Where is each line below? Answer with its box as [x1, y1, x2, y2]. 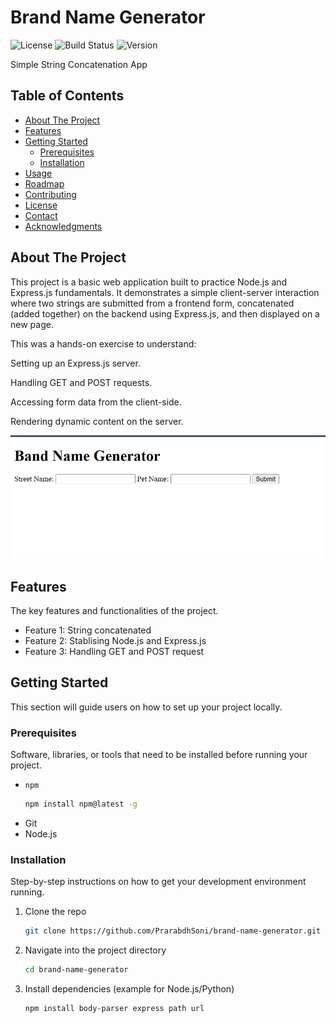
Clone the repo [24, 906, 87, 918]
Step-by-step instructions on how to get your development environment [10, 876, 307, 888]
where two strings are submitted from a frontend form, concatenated [10, 297, 295, 309]
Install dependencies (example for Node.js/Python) [24, 983, 235, 995]
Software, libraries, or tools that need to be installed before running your [10, 749, 308, 761]
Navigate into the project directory [24, 944, 167, 956]
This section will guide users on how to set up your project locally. [10, 701, 283, 713]
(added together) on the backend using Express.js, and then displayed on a [10, 307, 320, 320]
